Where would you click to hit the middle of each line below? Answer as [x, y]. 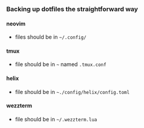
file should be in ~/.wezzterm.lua [56, 119]
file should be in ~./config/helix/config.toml [72, 92]
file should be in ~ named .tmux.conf [61, 64]
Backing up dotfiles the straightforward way [72, 9]
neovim [16, 24]
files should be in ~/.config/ [51, 37]
